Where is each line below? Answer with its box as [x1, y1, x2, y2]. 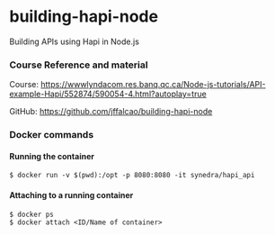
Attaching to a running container [9, 189, 134, 200]
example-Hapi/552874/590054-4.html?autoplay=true [9, 88, 207, 100]
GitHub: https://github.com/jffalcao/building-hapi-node [9, 106, 213, 117]
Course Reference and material [9, 59, 148, 71]
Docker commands [9, 129, 94, 141]
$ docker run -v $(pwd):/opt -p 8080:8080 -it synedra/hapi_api [9, 171, 255, 180]
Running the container [9, 150, 94, 161]
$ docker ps [9, 210, 54, 219]
